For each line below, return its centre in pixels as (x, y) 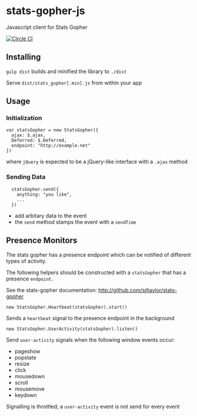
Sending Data (26, 177)
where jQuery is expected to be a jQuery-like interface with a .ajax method (97, 162)
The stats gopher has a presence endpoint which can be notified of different (98, 255)
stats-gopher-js (46, 11)
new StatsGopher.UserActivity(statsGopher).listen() (72, 329)
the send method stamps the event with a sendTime (75, 222)
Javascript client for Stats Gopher (47, 27)
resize (22, 364)
